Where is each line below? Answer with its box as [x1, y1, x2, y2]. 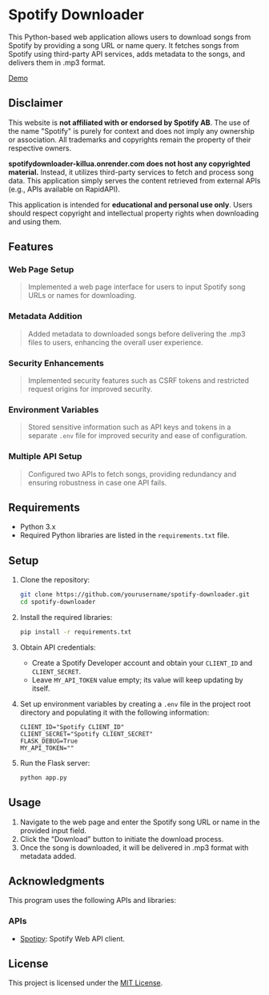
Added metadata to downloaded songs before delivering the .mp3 [27, 328, 246, 338]
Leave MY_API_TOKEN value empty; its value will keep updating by [31, 675, 243, 684]
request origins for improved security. [27, 385, 153, 394]
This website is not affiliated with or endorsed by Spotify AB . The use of [8, 118, 251, 127]
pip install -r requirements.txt [19, 628, 132, 636]
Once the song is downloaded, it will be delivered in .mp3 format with [19, 843, 249, 852]
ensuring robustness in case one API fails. [27, 477, 167, 487]
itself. [31, 683, 50, 693]
